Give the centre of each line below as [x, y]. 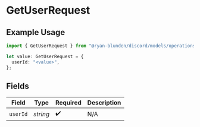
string [42, 114]
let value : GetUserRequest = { [45, 56]
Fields [18, 86]
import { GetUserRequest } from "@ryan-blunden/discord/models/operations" [102, 46]
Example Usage [36, 32]
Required [69, 103]
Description [104, 103]
